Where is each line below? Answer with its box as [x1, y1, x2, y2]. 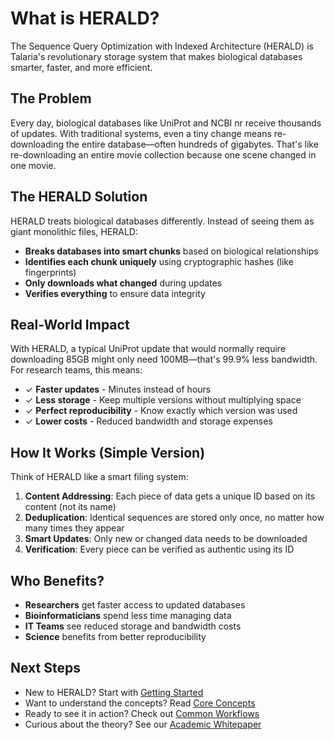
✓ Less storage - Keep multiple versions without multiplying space [24, 394, 302, 406]
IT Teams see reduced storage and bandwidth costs [24, 620, 242, 632]
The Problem [10, 90, 92, 107]
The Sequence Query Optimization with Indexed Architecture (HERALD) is [10, 40, 314, 52]
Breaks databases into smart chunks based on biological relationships [24, 245, 319, 257]
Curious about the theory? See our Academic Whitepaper [24, 718, 262, 730]
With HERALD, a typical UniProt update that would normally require [10, 343, 287, 355]
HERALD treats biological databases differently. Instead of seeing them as [10, 215, 315, 227]
